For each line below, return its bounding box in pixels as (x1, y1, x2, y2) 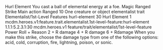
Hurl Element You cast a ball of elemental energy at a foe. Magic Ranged (5, 4, 151, 9)
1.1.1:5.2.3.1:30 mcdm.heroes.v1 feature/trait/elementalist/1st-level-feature (5, 24, 152, 30)
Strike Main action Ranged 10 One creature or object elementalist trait (5, 9, 145, 14)
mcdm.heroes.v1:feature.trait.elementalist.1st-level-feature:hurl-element (5, 19, 150, 25)
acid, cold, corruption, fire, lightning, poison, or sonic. (5, 39, 113, 45)
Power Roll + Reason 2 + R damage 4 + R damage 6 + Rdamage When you (5, 29, 155, 35)
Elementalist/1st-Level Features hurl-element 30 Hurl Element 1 (5, 14, 132, 20)
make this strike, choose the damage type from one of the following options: (5, 35, 159, 40)
